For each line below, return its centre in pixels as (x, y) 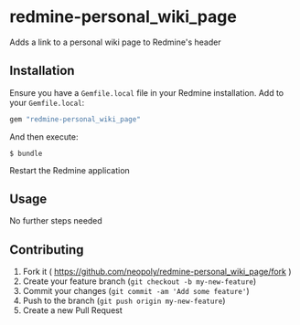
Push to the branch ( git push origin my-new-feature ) (124, 301)
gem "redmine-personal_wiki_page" (75, 119)
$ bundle (26, 153)
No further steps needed (56, 221)
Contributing (47, 250)
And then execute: (44, 136)
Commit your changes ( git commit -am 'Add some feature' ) (136, 291)
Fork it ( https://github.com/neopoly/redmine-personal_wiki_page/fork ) (157, 272)
